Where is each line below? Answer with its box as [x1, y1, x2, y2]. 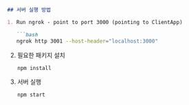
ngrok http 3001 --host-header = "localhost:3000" [16, 38, 158, 45]
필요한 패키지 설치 [16, 51, 65, 59]
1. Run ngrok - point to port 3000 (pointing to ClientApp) [7, 19, 184, 25]
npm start [16, 91, 46, 99]
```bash [16, 31, 38, 38]
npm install [16, 65, 52, 71]
